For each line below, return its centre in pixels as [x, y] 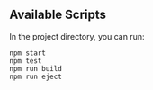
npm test [26, 61]
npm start [28, 53]
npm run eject [36, 76]
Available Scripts [58, 15]
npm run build [36, 68]
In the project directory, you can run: [77, 36]
